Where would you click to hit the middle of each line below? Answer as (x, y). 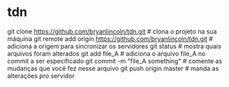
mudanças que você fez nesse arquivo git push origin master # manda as (113, 68)
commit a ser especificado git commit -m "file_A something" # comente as (115, 61)
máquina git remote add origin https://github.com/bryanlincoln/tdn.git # (110, 38)
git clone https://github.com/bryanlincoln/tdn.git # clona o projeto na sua (112, 31)
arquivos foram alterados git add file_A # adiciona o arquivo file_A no (106, 54)
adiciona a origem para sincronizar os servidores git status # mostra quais (114, 46)
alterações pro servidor (41, 76)
